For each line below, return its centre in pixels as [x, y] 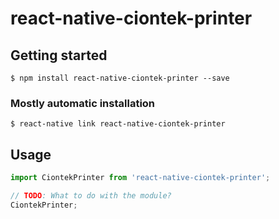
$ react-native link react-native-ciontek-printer [118, 124]
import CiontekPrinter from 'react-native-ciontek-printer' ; [140, 178]
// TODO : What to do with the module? [91, 195]
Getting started [59, 55]
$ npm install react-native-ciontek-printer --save [120, 78]
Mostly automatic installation [83, 103]
